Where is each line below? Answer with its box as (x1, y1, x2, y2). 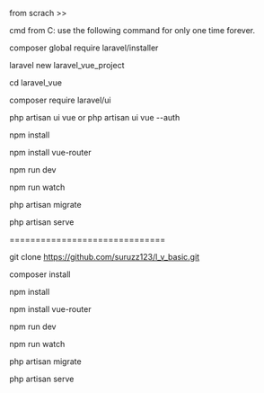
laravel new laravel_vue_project (9, 60, 125, 70)
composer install (9, 269, 71, 280)
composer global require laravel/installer (9, 42, 159, 53)
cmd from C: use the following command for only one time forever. (9, 25, 256, 35)
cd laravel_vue (9, 77, 63, 88)
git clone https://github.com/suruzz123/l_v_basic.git (9, 252, 200, 262)
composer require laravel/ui (9, 94, 112, 105)
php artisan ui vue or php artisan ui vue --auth (9, 112, 180, 122)
